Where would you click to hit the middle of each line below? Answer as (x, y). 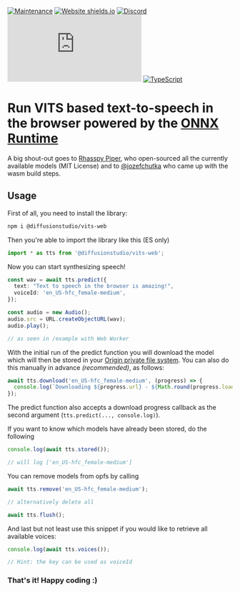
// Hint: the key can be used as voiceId (70, 562)
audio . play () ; (29, 326)
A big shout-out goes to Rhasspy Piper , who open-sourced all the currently (118, 158)
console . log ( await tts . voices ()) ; (59, 549)
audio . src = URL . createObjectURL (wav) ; (67, 319)
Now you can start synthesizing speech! (67, 266)
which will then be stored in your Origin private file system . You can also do (118, 360)
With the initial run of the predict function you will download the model (111, 352)
